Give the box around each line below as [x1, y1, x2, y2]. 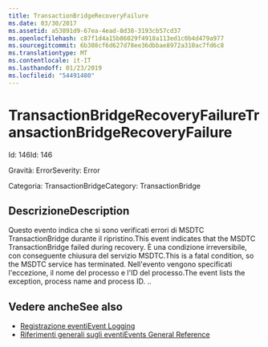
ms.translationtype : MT [8, 49, 88, 57]
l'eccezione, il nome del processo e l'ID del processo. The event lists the [8, 268, 246, 278]
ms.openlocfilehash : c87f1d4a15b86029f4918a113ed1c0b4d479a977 [8, 34, 225, 43]
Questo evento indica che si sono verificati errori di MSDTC [8, 226, 205, 235]
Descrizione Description [8, 204, 130, 218]
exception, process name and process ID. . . [8, 276, 152, 286]
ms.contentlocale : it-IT [8, 57, 91, 65]
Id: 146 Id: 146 [8, 149, 53, 159]
